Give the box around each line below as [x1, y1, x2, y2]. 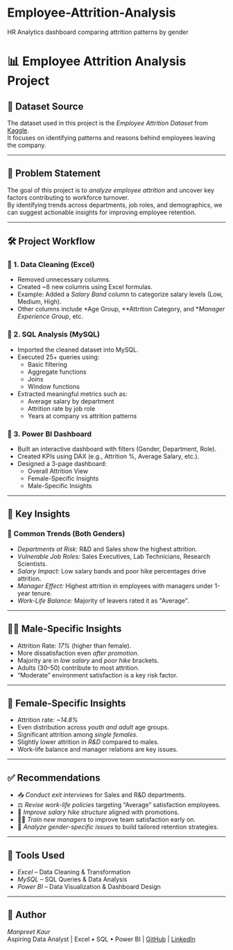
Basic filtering [27, 360, 67, 368]
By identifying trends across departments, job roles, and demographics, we [7, 200, 223, 209]
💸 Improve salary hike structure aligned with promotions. [17, 808, 180, 816]
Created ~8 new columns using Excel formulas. [17, 283, 153, 291]
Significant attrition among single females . [17, 730, 139, 739]
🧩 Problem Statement [7, 168, 101, 180]
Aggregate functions [27, 368, 87, 376]
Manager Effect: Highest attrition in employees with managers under [17, 581, 214, 590]
